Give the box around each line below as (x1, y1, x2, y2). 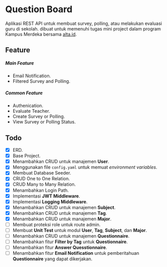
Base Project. (12, 153, 41, 159)
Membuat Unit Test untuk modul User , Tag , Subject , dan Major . (12, 227, 147, 233)
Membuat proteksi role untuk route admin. (12, 221, 101, 227)
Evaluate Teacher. (12, 108, 50, 114)
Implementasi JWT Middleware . (12, 193, 80, 199)
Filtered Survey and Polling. (12, 78, 71, 84)
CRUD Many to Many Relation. (12, 181, 76, 187)
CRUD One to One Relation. (12, 176, 70, 182)
